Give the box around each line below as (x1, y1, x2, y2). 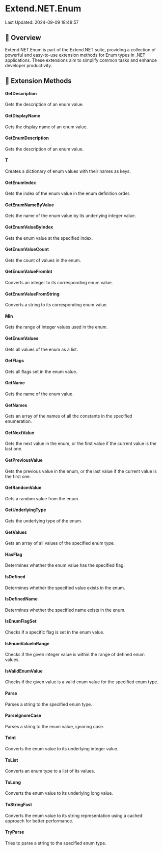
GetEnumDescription (5, 135, 49, 141)
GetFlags (5, 358, 24, 364)
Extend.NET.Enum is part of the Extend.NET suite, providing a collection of (5, 46, 156, 52)
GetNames (5, 402, 27, 408)
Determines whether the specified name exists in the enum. (5, 607, 126, 613)
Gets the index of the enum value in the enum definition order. (5, 190, 131, 196)
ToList (5, 757, 18, 763)
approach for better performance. (5, 817, 74, 824)
